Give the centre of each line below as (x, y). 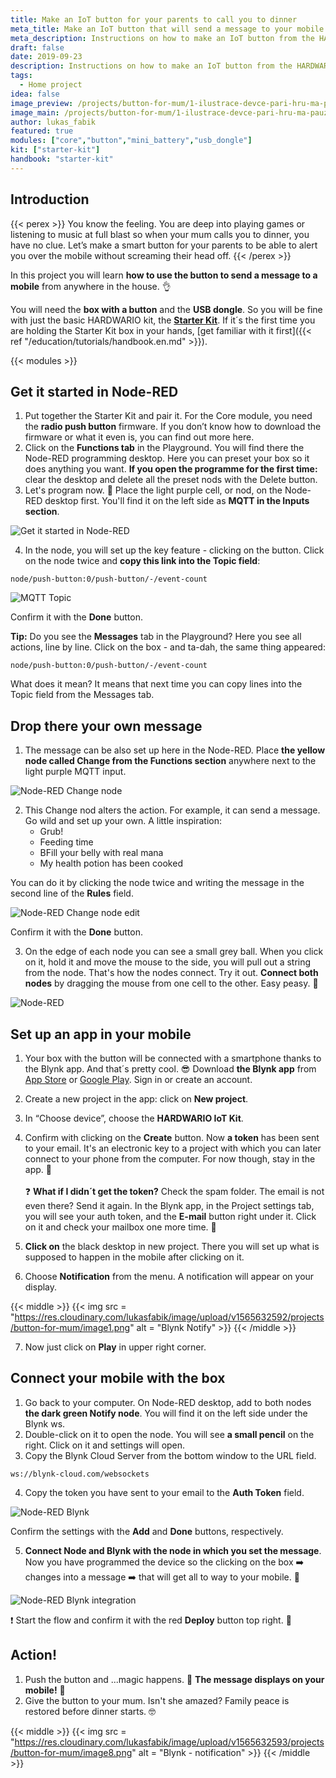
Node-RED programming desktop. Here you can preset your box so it (167, 458)
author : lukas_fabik (53, 122)
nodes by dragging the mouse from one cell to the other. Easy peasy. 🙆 (171, 983)
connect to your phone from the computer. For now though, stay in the (170, 1159)
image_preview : (42, 103)
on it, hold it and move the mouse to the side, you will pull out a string (168, 962)
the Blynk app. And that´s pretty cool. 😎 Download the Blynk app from (170, 1069)
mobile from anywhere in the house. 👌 (91, 286)
